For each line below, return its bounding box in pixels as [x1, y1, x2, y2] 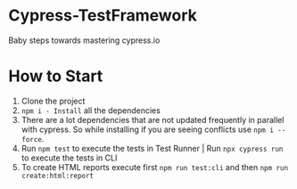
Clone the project [21, 95, 86, 106]
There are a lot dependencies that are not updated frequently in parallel [21, 114, 285, 125]
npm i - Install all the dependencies [21, 104, 161, 116]
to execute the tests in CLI [21, 152, 118, 163]
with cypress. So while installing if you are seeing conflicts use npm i [21, 124, 274, 135]
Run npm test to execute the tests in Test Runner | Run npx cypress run [21, 143, 284, 153]
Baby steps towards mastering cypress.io [8, 35, 161, 45]
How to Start [8, 66, 103, 86]
